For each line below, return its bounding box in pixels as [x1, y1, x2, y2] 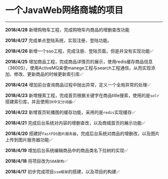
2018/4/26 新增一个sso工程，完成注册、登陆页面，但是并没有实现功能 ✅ [5, 48, 154, 54]
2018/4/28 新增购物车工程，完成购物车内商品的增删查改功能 [5, 26, 130, 32]
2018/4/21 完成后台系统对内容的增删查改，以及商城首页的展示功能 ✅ [5, 119, 146, 125]
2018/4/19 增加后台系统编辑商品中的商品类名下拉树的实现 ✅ [5, 147, 128, 153]
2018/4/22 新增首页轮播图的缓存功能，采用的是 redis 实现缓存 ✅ [5, 109, 136, 115]
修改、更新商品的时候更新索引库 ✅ [13, 71, 83, 77]
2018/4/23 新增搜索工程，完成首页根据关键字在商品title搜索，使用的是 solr [5, 92, 159, 98]
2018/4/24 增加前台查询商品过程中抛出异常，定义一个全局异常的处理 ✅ [5, 81, 151, 87]
